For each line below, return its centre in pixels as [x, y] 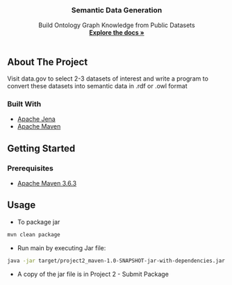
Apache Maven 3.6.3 [47, 184]
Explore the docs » [117, 33]
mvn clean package [34, 234]
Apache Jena [36, 119]
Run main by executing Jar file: [61, 247]
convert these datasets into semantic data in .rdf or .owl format [97, 86]
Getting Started [41, 148]
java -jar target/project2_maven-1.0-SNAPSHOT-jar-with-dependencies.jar [116, 261]
